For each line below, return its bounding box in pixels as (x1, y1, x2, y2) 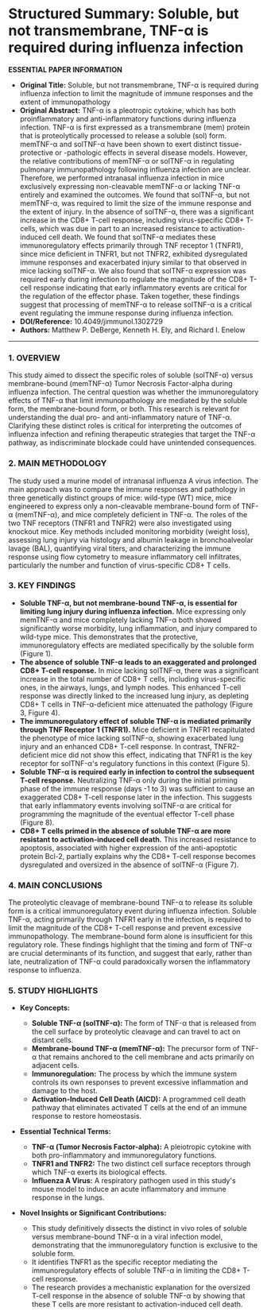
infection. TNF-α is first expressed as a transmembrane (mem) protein (19, 122, 250, 132)
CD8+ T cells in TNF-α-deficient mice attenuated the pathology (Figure (19, 699, 253, 709)
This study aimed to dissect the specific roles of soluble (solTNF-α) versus (8, 370, 253, 380)
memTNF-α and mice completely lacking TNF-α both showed (19, 615, 222, 625)
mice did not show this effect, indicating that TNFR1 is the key (50, 750, 253, 760)
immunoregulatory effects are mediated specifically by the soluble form (19, 640, 254, 650)
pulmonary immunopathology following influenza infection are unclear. (19, 164, 251, 174)
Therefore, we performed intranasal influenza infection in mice (19, 172, 225, 183)
